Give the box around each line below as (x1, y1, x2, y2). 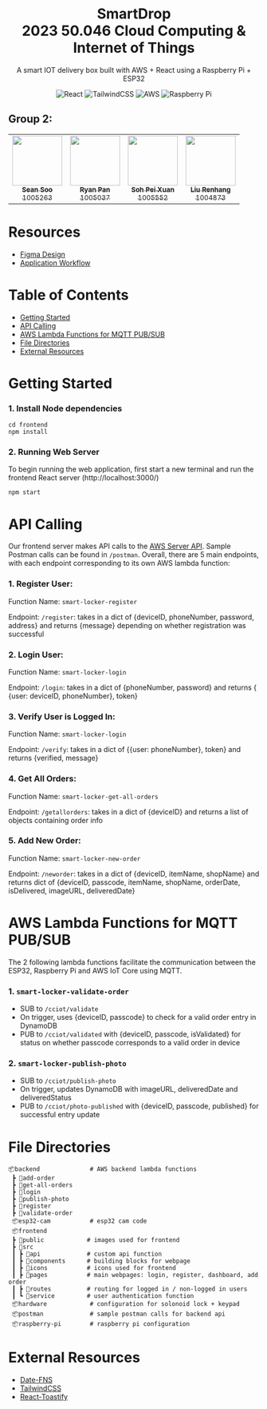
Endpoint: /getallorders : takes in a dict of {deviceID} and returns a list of (8, 806, 249, 816)
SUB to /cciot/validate (19, 1004, 99, 1013)
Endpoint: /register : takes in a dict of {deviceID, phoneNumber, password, (8, 612, 254, 622)
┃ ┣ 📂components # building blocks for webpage (11, 1257, 191, 1265)
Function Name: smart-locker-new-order (8, 853, 141, 863)
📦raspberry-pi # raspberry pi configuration (11, 1320, 190, 1328)
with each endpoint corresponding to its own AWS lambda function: (8, 559, 230, 568)
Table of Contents (8, 285, 129, 304)
